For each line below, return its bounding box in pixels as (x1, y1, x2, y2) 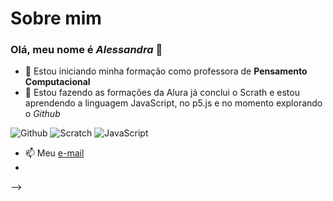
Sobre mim (10, 7, 102, 30)
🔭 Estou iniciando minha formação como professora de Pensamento (24, 65, 308, 77)
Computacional (24, 76, 91, 88)
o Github (24, 108, 61, 120)
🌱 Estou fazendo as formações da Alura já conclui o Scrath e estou (24, 87, 300, 99)
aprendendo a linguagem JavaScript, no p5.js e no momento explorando (24, 97, 323, 109)
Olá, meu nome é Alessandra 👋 (10, 43, 163, 57)
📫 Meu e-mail (24, 147, 85, 159)
